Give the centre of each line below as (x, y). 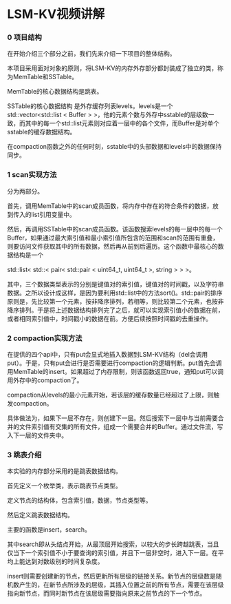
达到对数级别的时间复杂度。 (64, 561)
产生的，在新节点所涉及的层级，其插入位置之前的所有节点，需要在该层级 (121, 585)
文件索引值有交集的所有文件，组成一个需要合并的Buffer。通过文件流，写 (121, 427)
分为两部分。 (25, 191)
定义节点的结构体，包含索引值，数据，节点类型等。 (79, 501)
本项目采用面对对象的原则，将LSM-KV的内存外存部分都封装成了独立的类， (112, 68)
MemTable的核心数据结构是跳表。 (55, 92)
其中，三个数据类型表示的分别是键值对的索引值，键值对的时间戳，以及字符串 (115, 284)
